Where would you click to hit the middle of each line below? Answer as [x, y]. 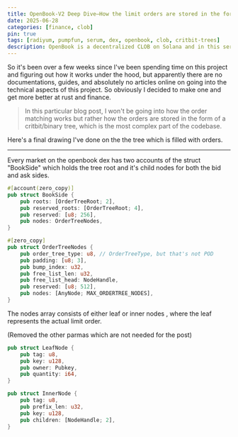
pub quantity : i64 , [49, 374]
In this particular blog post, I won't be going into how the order [116, 111]
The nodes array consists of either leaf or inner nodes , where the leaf [110, 314]
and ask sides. [28, 175]
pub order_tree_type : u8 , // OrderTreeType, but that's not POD [117, 254]
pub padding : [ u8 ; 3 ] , [53, 260]
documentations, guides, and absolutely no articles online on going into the [117, 82]
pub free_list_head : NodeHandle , [69, 280]
